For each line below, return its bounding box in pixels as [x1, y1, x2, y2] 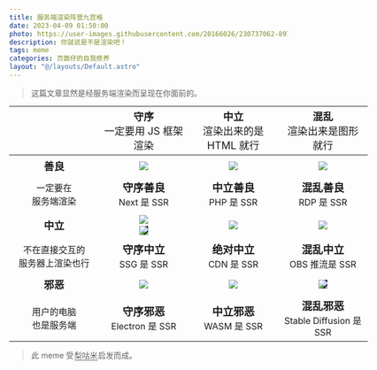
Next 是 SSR [118, 197, 170, 209]
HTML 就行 [206, 139, 260, 152]
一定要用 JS [104, 125, 161, 138]
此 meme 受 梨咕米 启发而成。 [30, 351, 137, 361]
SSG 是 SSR [119, 258, 168, 271]
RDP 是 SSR [298, 197, 348, 209]
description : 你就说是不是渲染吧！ [9, 37, 127, 47]
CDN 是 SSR [207, 258, 259, 271]
